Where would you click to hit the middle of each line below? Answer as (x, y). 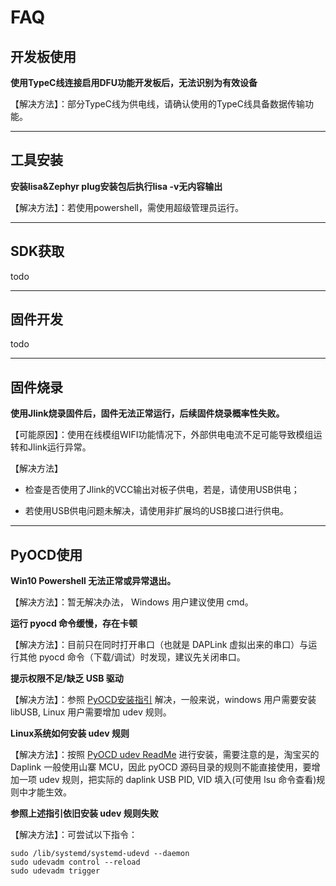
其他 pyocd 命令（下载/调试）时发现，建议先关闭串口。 (132, 657)
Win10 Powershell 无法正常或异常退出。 (93, 581)
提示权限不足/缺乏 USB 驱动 (67, 678)
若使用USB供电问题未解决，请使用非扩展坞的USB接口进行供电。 (156, 511)
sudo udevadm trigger (55, 871)
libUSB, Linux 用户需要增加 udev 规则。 (91, 712)
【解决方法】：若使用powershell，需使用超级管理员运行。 (127, 207)
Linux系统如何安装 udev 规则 (70, 733)
